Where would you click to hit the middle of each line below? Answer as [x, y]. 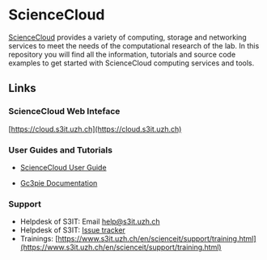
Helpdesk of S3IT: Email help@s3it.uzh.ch [90, 222]
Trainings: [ [39, 239]
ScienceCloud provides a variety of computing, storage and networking [127, 37]
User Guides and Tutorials [61, 149]
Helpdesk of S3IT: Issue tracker [72, 230]
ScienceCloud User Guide [63, 167]
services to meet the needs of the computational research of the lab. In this [134, 45]
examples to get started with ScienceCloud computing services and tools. [131, 63]
